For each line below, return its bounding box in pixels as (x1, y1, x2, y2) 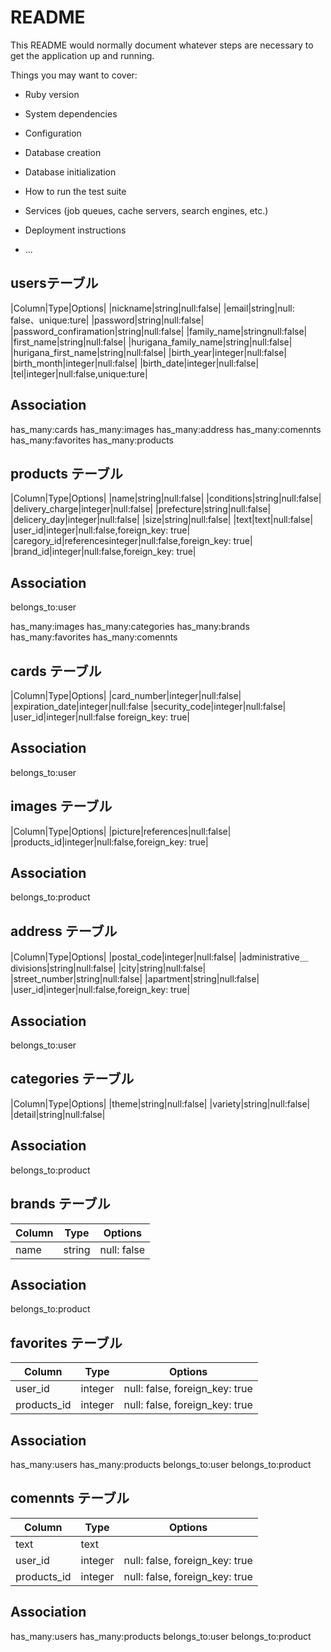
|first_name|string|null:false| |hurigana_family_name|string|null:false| (10, 336, 293, 348)
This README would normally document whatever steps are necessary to (10, 39, 314, 51)
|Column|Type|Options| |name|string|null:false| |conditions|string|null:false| (10, 492, 322, 505)
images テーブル (10, 798, 113, 815)
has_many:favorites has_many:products (10, 434, 174, 446)
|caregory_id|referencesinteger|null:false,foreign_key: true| (10, 535, 253, 547)
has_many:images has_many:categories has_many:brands (10, 621, 250, 633)
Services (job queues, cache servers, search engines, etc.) (24, 204, 269, 216)
